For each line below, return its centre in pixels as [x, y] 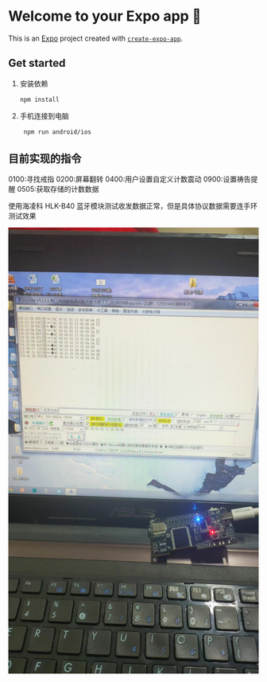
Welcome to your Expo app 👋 [105, 16]
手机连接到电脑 [44, 115]
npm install [39, 99]
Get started [37, 63]
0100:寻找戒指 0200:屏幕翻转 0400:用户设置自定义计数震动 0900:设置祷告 [130, 179]
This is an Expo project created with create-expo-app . [96, 38]
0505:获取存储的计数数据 [58, 189]
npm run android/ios [57, 132]
